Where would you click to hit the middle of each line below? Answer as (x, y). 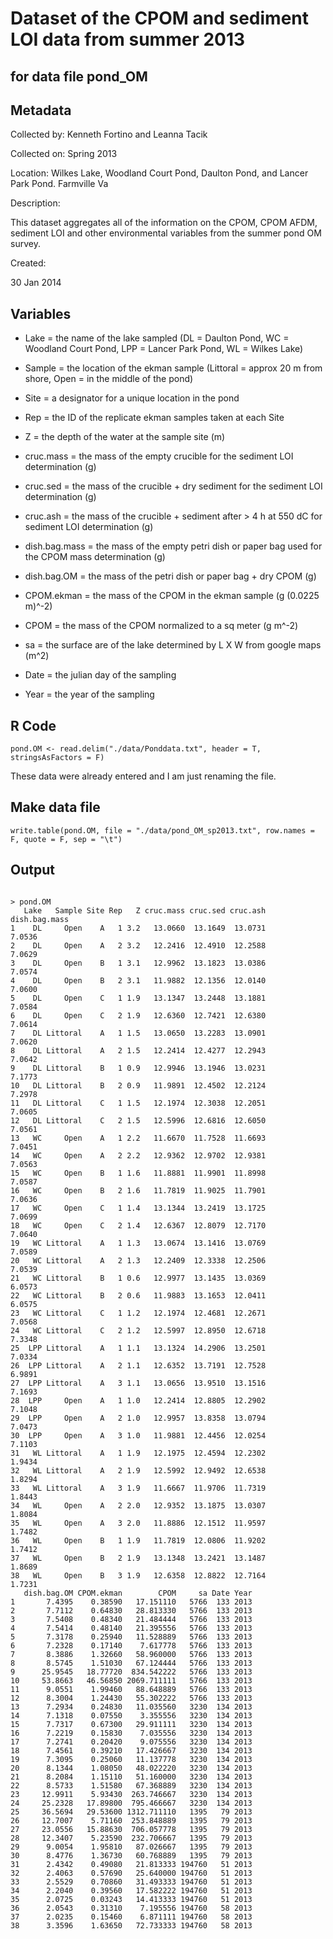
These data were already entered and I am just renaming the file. (143, 776)
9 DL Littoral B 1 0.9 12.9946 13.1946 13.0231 (138, 1068)
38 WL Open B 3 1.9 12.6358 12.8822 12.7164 (138, 1575)
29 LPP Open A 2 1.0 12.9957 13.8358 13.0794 (138, 1418)
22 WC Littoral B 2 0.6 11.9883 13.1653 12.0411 (138, 1295)
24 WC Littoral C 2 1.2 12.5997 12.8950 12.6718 (138, 1330)
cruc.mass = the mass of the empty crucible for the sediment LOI (159, 456)
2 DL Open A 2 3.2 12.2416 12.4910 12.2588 (138, 945)
